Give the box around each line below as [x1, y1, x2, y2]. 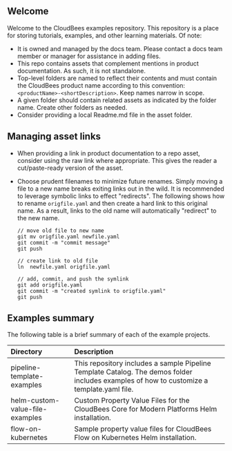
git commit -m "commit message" [17, 239, 110, 246]
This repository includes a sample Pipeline [74, 358, 212, 368]
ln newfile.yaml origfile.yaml [17, 263, 110, 270]
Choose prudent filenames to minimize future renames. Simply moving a [17, 177, 223, 185]
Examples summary [7, 312, 95, 324]
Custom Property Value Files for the [74, 396, 190, 405]
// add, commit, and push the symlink [17, 276, 129, 282]
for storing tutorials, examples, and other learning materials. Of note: [7, 31, 202, 39]
